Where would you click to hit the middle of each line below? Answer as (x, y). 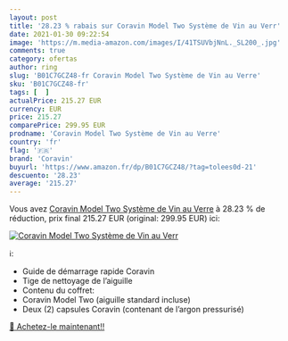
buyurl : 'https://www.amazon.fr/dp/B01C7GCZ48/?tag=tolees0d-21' (133, 167)
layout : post (33, 17)
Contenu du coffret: (58, 290)
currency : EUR (36, 109)
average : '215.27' (43, 184)
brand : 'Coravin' (41, 158)
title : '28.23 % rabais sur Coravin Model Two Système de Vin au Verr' (145, 26)
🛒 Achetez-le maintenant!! (57, 327)
